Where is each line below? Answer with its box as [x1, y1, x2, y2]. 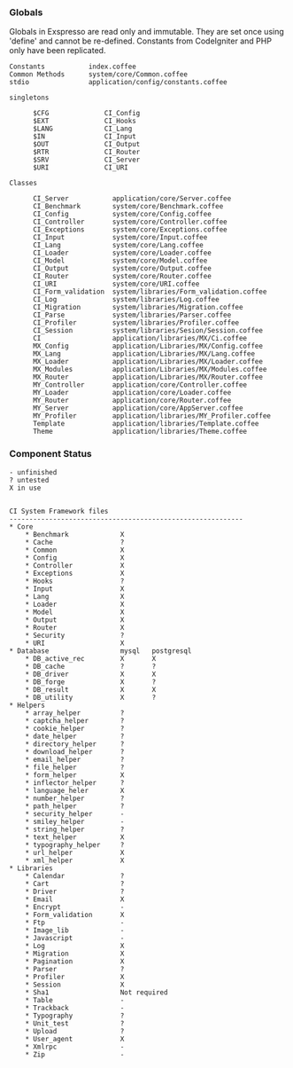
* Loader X [25, 600, 125, 609]
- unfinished [9, 467, 58, 476]
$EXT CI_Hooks [32, 117, 137, 126]
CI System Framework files [9, 507, 109, 515]
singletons [9, 93, 50, 103]
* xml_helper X [25, 856, 125, 865]
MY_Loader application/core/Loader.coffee [32, 389, 232, 397]
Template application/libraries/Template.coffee [32, 420, 259, 428]
